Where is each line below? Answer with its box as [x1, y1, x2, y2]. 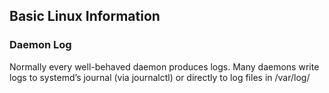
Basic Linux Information [9, 8, 161, 25]
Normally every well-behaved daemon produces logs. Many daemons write [9, 60, 320, 73]
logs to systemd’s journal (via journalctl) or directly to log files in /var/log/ [9, 71, 311, 83]
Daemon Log [9, 38, 72, 52]
